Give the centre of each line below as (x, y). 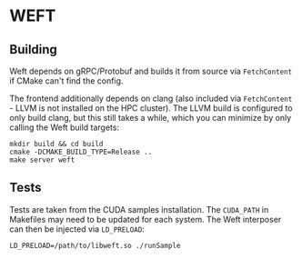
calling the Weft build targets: (65, 127)
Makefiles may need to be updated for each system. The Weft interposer (146, 219)
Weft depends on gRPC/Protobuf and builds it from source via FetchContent (151, 71)
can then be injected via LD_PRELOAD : (77, 229)
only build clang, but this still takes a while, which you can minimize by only (151, 118)
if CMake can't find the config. (66, 81)
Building (33, 50)
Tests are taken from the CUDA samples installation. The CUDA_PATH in (139, 209)
